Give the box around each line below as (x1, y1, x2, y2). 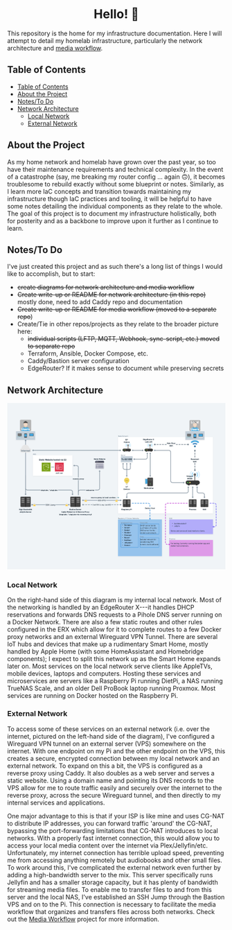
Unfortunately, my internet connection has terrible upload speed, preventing (7, 848, 224, 857)
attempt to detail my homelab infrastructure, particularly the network (7, 36, 203, 44)
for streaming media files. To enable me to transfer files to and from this (7, 885, 213, 893)
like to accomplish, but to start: (7, 270, 96, 278)
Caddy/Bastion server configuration (27, 357, 130, 365)
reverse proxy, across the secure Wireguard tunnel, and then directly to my (7, 791, 222, 799)
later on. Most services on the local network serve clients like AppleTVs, (7, 662, 213, 671)
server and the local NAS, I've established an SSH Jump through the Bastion (7, 893, 225, 901)
